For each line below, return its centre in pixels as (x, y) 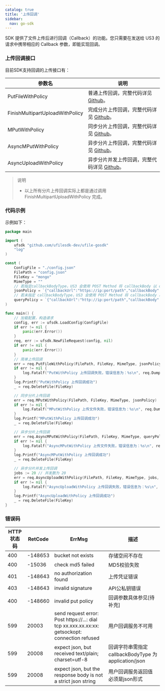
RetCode (38, 539)
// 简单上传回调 (28, 359)
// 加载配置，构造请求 (34, 318)
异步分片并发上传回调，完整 (120, 159)
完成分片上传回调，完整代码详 (122, 109)
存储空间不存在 (126, 556)
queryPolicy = (28, 300)
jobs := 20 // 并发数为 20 (40, 473)
